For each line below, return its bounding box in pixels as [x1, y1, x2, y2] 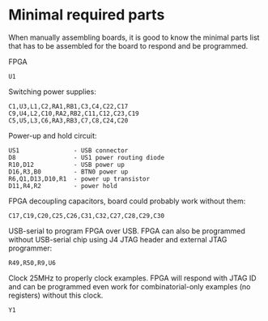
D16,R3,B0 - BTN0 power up [8, 168, 129, 176]
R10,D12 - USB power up [8, 160, 125, 169]
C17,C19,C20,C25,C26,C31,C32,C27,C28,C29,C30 [8, 212, 164, 220]
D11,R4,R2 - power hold [8, 182, 117, 190]
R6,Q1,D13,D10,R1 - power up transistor [8, 174, 151, 183]
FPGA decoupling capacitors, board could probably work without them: [8, 196, 246, 206]
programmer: [8, 243, 53, 253]
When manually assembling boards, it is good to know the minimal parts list [8, 32, 260, 42]
